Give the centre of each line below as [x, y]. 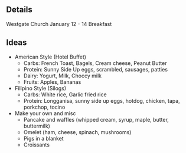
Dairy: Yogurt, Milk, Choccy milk [63, 76]
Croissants [37, 145]
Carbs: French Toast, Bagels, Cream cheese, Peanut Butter [95, 63]
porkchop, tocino [44, 107]
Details [19, 10]
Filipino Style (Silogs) [40, 88]
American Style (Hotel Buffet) [50, 57]
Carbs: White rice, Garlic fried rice [65, 95]
